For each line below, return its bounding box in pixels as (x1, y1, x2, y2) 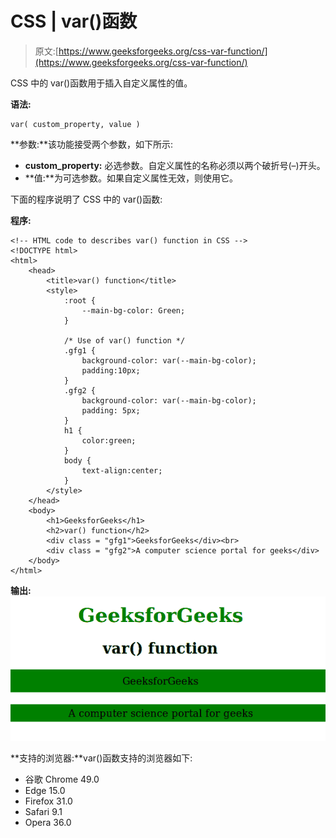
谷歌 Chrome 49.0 (24, 773, 100, 786)
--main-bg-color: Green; (81, 305, 186, 316)
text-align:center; (81, 465, 163, 476)
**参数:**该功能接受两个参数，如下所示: (10, 138, 174, 150)
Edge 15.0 (24, 785, 66, 797)
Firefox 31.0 (24, 795, 73, 807)
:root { (63, 295, 97, 306)
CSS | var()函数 (10, 10, 138, 33)
